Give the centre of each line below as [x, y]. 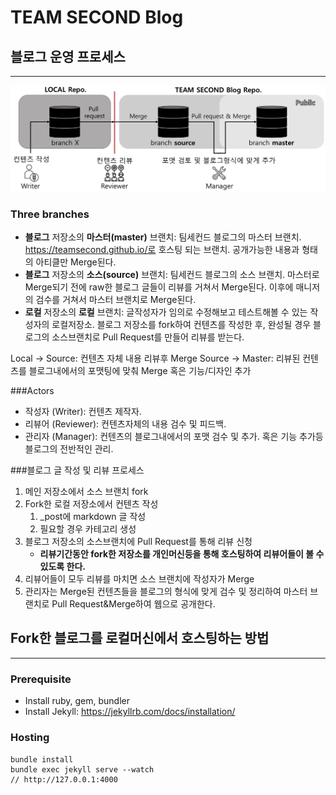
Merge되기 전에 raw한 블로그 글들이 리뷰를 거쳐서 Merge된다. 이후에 [159, 287]
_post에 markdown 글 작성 [93, 517]
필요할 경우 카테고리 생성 [88, 529]
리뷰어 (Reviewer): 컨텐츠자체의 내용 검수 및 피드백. [125, 424]
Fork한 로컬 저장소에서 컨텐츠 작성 [91, 504]
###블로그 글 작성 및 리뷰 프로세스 [77, 470]
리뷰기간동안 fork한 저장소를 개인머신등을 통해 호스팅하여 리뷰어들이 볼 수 [182, 554]
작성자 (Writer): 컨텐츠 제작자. [83, 412]
